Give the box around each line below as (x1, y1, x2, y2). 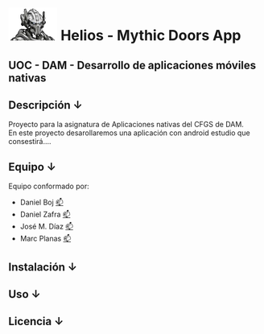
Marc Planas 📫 (19, 233, 72, 244)
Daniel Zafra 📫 (19, 209, 71, 220)
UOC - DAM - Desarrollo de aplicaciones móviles (8, 58, 257, 72)
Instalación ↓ (8, 260, 78, 274)
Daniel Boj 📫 (19, 197, 64, 208)
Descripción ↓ (8, 98, 83, 112)
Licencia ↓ (8, 315, 64, 328)
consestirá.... (8, 137, 52, 146)
